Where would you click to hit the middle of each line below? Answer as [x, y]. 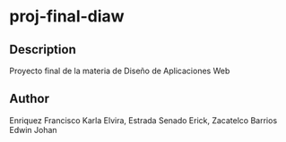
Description [43, 50]
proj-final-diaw [67, 17]
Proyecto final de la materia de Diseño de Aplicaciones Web [120, 71]
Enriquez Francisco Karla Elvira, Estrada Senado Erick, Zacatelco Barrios [143, 120]
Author [29, 99]
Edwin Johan [33, 129]
